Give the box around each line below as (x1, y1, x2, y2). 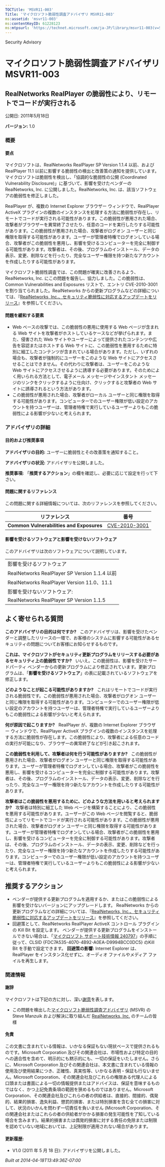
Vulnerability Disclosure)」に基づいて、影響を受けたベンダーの (5, 181, 132, 187)
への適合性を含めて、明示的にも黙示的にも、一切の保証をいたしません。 (5, 1055, 151, 1061)
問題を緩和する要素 (5, 312, 44, 318)
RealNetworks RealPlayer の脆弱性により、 (5, 89, 137, 98)
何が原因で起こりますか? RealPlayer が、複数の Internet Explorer (5, 721, 137, 728)
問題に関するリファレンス (5, 489, 57, 494)
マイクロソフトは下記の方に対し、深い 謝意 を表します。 (5, 996, 117, 1002)
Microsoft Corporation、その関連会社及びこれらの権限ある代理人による (13, 1074, 157, 1080)
